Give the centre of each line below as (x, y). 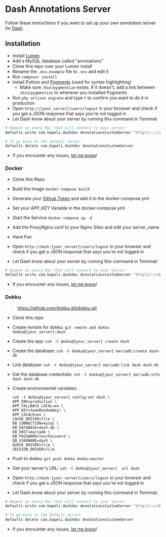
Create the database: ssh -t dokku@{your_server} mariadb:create (80, 351)
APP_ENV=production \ (34, 402)
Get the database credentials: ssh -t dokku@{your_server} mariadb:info (86, 374)
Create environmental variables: (45, 388)
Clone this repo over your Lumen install (52, 66)
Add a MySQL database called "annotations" (58, 61)
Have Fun (22, 237)
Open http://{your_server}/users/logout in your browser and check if (84, 108)
